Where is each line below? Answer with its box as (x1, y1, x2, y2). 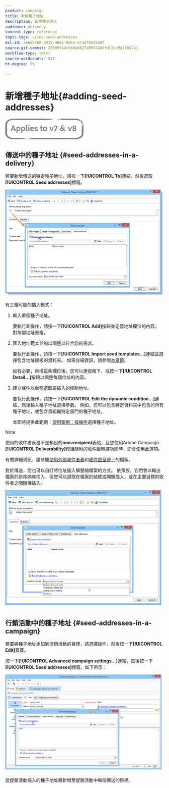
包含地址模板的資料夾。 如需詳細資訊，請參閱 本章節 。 (17, 357, 129, 363)
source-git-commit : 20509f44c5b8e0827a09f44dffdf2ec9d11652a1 (5, 45, 138, 50)
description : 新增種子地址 (5, 19, 57, 24)
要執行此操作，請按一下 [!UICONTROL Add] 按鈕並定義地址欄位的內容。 (12, 323, 159, 329)
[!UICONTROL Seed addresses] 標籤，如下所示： (5, 664, 107, 670)
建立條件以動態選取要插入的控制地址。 (12, 385, 92, 391)
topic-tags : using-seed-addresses (5, 35, 78, 40)
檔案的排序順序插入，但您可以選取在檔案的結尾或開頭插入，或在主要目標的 (5, 474, 159, 480)
